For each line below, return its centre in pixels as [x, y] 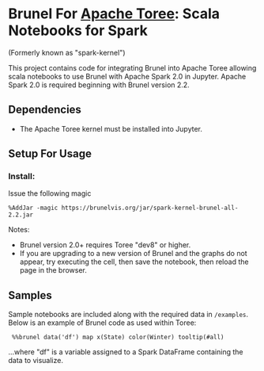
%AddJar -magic [33, 208]
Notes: [19, 230]
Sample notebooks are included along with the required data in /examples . [128, 315]
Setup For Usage [50, 154]
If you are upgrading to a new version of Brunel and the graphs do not [133, 254]
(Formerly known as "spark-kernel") [67, 52]
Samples [30, 295]
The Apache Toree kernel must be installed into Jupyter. [111, 128]
